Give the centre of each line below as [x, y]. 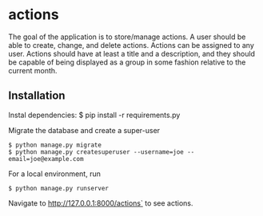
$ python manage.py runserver [59, 188]
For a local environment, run [55, 174]
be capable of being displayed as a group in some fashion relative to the [127, 62]
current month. [33, 70]
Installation [37, 96]
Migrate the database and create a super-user [84, 130]
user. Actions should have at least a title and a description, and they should [132, 53]
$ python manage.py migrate [55, 145]
